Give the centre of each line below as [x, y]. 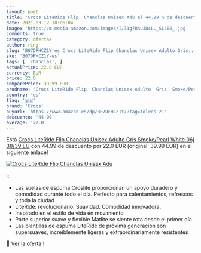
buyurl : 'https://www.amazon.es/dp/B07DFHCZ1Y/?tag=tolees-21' [87, 112]
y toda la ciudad [35, 200]
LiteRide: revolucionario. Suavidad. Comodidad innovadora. [88, 207]
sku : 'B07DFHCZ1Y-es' [33, 56]
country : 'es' [24, 95]
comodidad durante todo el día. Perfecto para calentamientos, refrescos [104, 194]
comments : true [25, 34]
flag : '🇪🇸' [21, 100]
